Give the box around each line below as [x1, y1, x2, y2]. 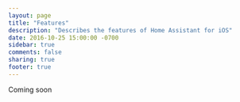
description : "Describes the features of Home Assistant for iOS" [8, 26, 233, 34]
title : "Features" [8, 19, 69, 27]
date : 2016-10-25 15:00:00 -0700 [8, 33, 119, 42]
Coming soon [8, 85, 52, 94]
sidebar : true [8, 41, 56, 49]
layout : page [8, 11, 52, 20]
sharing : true [8, 56, 56, 64]
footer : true [8, 63, 52, 71]
